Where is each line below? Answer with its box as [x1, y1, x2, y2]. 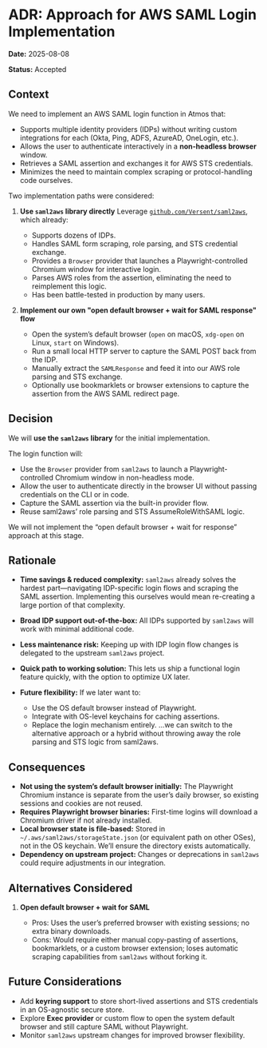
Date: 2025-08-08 [8, 49, 70, 58]
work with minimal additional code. [19, 624, 135, 634]
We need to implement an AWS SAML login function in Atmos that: [8, 109, 226, 118]
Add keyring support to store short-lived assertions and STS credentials [19, 996, 259, 1006]
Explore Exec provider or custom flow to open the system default [19, 1013, 235, 1022]
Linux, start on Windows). [31, 337, 120, 347]
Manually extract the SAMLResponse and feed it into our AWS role [31, 363, 241, 373]
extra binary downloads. [31, 926, 112, 936]
